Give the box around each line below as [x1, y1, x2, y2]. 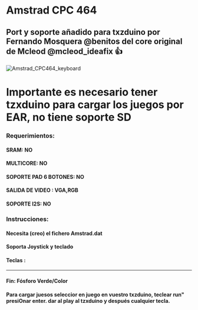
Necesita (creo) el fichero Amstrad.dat [6, 230, 103, 237]
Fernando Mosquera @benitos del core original [6, 36, 183, 46]
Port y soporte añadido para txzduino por [6, 27, 160, 37]
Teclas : [6, 256, 26, 263]
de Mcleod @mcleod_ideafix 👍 [6, 46, 123, 56]
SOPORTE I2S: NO [6, 200, 51, 207]
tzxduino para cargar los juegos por [6, 98, 184, 112]
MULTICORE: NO [6, 160, 48, 167]
